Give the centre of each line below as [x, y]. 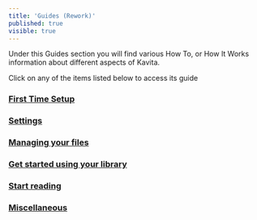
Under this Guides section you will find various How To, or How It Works [129, 54]
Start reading [35, 185]
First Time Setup [42, 99]
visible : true [32, 31]
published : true [36, 23]
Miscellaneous [38, 207]
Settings [26, 121]
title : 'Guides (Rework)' [52, 16]
